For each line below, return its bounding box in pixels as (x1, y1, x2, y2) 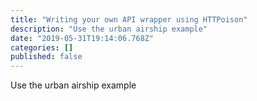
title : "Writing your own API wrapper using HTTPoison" (10, 14, 248, 25)
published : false (10, 52, 83, 62)
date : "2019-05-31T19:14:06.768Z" (10, 33, 155, 43)
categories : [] (10, 42, 74, 53)
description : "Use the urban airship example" (10, 24, 208, 34)
